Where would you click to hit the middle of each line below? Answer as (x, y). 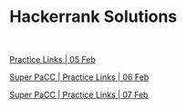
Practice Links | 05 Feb (52, 59)
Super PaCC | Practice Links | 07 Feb (79, 94)
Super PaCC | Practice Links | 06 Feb (79, 77)
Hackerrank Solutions (93, 17)
